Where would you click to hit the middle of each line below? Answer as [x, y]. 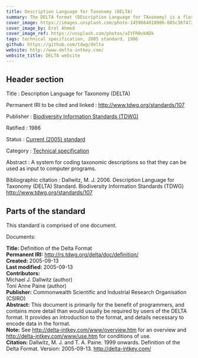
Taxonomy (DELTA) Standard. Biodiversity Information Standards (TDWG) [95, 186]
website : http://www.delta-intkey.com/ [55, 50]
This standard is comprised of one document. [61, 226]
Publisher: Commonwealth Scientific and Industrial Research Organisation [96, 292]
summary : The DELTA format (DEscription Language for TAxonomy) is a [93, 17]
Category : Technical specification [48, 151]
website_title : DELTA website [43, 56]
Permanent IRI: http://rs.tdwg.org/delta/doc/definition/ [72, 255]
